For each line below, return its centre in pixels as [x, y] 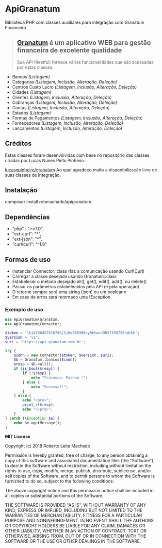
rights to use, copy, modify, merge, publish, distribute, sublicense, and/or [78, 471]
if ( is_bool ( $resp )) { [37, 369]
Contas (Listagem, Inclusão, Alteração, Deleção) [61, 107]
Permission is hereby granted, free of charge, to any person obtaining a [76, 455]
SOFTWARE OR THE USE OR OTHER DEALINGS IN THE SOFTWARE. [73, 541]
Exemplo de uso [24, 309]
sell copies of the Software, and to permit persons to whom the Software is [80, 476]
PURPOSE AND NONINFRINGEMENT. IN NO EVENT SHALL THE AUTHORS [80, 521]
